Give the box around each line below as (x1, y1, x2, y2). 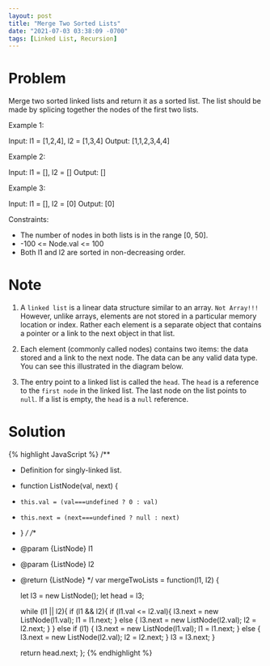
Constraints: (8, 215, 49, 224)
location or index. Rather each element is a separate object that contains (19, 320, 262, 330)
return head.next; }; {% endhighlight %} (19, 648, 153, 658)
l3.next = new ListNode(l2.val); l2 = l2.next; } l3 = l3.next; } (19, 633, 216, 643)
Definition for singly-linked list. (19, 465, 122, 475)
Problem (8, 70, 66, 88)
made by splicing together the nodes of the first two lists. (8, 105, 199, 114)
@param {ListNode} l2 (19, 560, 95, 570)
